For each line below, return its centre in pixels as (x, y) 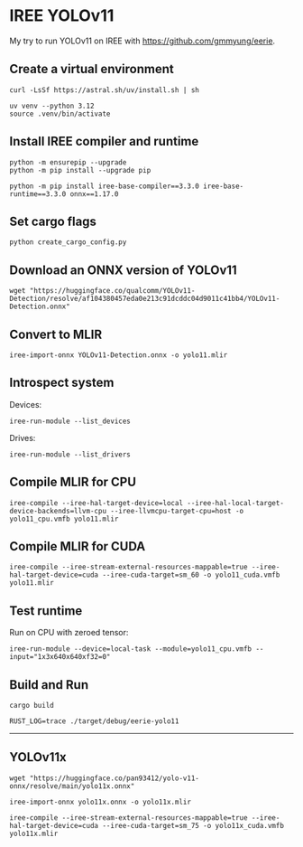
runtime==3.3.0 (38, 194)
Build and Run (49, 685)
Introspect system (62, 383)
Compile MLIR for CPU (73, 482)
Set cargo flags (53, 221)
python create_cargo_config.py (68, 242)
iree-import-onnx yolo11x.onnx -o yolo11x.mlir (101, 802)
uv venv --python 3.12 (52, 106)
